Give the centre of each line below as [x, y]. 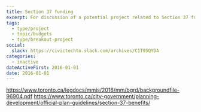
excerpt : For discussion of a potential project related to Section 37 [97, 17]
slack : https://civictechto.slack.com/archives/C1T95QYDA [86, 51]
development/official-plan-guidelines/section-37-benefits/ [78, 103]
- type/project [31, 28]
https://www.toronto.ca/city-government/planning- [97, 96]
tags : [13, 23]
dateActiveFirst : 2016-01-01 [42, 67]
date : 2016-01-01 [28, 73]
